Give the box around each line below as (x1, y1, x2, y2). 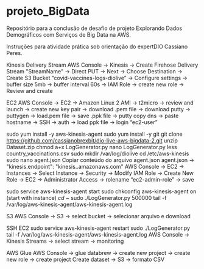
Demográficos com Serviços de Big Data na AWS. (6, 31, 132, 38)
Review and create (6, 87, 53, 94)
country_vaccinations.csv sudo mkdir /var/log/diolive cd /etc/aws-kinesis (6, 150, 189, 157)
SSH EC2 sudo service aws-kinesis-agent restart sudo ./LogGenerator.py (6, 224, 191, 232)
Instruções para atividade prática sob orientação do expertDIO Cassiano (6, 43, 188, 50)
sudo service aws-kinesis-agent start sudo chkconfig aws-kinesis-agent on (6, 188, 197, 195)
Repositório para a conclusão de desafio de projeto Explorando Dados (6, 24, 183, 32)
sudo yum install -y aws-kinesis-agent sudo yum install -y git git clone (6, 130, 183, 138)
